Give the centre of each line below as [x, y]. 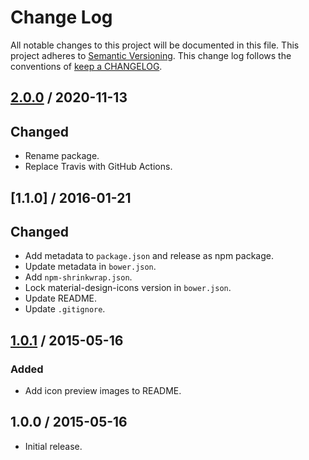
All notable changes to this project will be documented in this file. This [155, 45]
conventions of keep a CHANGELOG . [86, 66]
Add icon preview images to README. [103, 391]
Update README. [61, 298]
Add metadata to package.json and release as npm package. [149, 256]
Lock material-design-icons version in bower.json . [128, 288]
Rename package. [62, 156]
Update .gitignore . [65, 309]
